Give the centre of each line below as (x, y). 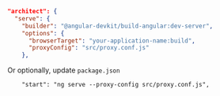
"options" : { (43, 33)
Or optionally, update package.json (64, 70)
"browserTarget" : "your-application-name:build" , (112, 41)
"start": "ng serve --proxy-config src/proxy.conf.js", (116, 85)
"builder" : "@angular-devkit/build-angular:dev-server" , (118, 26)
